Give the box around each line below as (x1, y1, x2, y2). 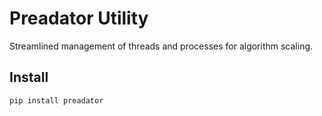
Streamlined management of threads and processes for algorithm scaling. (9, 40, 314, 52)
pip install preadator (9, 95, 104, 106)
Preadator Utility (9, 7, 149, 30)
